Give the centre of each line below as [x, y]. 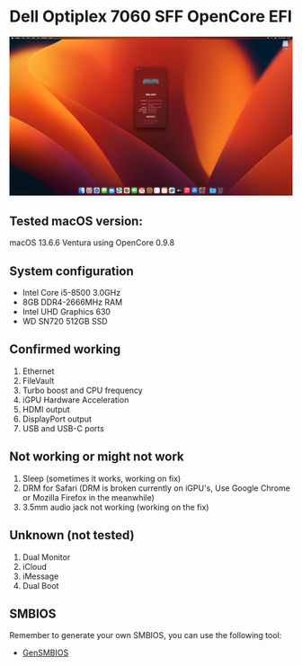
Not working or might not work [97, 457]
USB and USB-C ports [63, 428]
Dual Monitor [46, 557]
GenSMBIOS [45, 653]
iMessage [40, 576]
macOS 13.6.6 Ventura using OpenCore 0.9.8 [92, 243]
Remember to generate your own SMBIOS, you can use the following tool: [146, 635]
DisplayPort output [57, 419]
